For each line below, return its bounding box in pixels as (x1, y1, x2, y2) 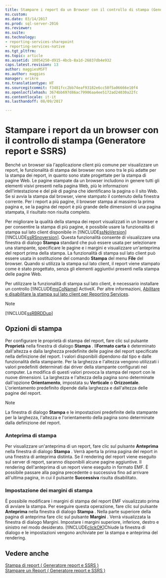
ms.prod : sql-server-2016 (5, 21, 58, 26)
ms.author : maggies (5, 72, 45, 77)
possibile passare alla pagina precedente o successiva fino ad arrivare (5, 469, 149, 475)
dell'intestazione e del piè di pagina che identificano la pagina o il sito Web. (5, 188, 158, 194)
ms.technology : (5, 35, 37, 40)
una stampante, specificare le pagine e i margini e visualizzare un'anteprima (5, 245, 160, 251)
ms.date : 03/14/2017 (5, 16, 48, 21)
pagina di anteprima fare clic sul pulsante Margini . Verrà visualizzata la (5, 514, 151, 520)
